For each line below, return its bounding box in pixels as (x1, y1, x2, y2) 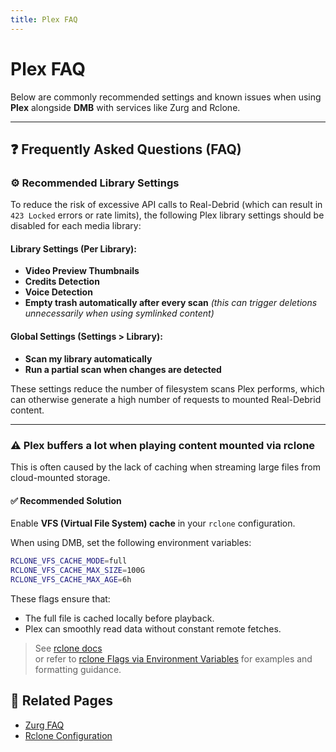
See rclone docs (34, 642, 103, 654)
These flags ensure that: (10, 592, 111, 605)
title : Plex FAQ (10, 14, 78, 25)
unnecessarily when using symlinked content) (24, 307, 215, 320)
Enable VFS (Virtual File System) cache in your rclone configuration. (10, 517, 296, 530)
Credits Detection (24, 276, 100, 288)
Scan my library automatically (24, 352, 153, 365)
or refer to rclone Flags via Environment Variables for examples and (34, 652, 313, 665)
